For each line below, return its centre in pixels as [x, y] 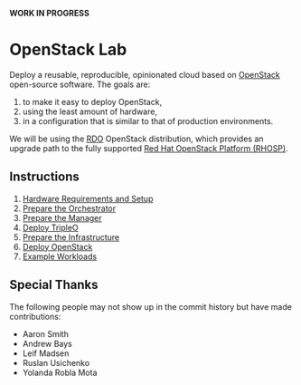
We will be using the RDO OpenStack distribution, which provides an [136, 139]
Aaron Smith [46, 333]
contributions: [35, 316]
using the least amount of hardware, [90, 111]
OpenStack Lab [68, 50]
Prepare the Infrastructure [71, 237]
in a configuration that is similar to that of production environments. [148, 120]
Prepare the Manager [62, 217]
